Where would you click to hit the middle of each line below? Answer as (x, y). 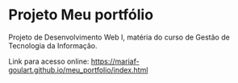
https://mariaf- (115, 61)
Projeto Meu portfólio (81, 15)
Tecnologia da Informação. (53, 45)
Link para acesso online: (49, 61)
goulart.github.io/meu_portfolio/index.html (78, 69)
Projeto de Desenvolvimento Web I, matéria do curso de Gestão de (119, 37)
